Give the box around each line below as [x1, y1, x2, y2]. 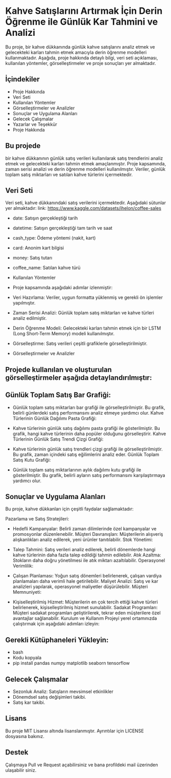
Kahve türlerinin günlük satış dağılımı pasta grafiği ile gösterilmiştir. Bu [12, 425, 160, 431]
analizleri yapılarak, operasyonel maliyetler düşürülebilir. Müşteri [12, 583, 148, 590]
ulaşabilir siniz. [5, 767, 37, 773]
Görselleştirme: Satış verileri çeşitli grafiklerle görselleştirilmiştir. [12, 340, 148, 347]
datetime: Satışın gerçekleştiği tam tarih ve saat [12, 225, 113, 231]
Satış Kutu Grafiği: [12, 457, 51, 463]
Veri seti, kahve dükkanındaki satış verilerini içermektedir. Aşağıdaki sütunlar [5, 200, 166, 206]
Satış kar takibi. [12, 699, 45, 706]
